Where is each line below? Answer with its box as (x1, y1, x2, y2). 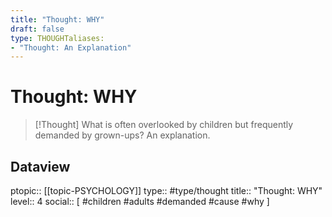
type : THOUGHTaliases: (10, 33, 105, 43)
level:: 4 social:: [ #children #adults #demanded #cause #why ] (10, 196, 270, 207)
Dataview (10, 158, 71, 175)
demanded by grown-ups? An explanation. (34, 129, 211, 141)
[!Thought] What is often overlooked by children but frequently (34, 119, 294, 131)
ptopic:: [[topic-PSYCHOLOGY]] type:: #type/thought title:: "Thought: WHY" (10, 185, 323, 196)
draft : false (10, 24, 65, 34)
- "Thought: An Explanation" (10, 42, 132, 53)
